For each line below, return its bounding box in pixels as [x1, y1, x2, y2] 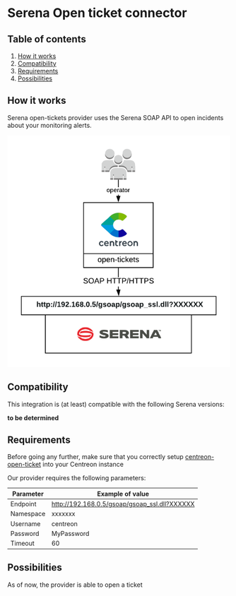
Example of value [97, 489, 150, 498]
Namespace [10, 510, 46, 518]
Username [10, 519, 41, 528]
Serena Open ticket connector [7, 5, 187, 21]
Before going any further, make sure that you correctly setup [7, 453, 184, 461]
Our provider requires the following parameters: [7, 474, 146, 482]
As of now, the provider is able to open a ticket [7, 580, 143, 589]
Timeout [10, 539, 35, 548]
